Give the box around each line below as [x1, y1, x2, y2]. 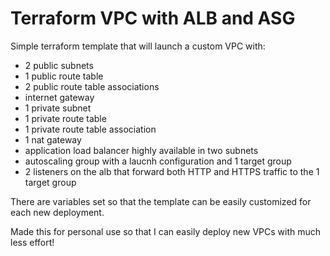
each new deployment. [10, 206, 105, 218]
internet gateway [24, 91, 95, 103]
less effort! [10, 236, 55, 248]
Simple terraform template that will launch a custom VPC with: [10, 40, 266, 52]
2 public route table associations [24, 80, 160, 92]
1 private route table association [24, 123, 157, 135]
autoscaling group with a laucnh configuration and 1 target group [24, 155, 292, 167]
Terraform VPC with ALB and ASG [10, 7, 296, 30]
